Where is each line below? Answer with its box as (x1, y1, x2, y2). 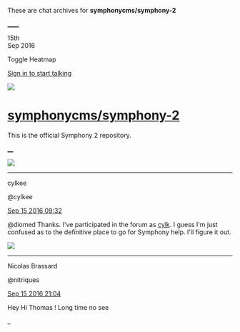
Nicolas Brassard (7, 261, 58, 270)
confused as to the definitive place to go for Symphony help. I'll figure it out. (7, 228, 231, 236)
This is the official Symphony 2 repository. (7, 131, 132, 139)
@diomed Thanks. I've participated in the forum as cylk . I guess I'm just (7, 220, 218, 228)
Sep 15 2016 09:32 (7, 206, 63, 215)
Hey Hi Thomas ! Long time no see (7, 303, 109, 311)
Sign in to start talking (7, 69, 72, 77)
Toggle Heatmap (7, 55, 56, 64)
